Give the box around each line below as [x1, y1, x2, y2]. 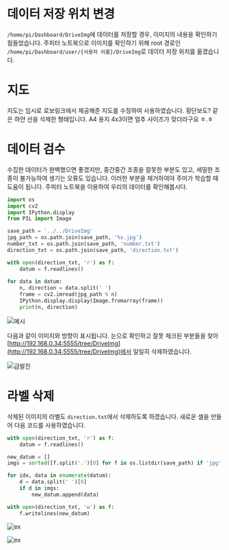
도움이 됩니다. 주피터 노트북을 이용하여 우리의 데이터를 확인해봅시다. [7, 182, 188, 190]
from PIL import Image [7, 215, 72, 223]
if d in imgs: [19, 485, 59, 492]
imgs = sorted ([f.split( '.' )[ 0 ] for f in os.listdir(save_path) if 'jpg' [7, 460, 222, 466]
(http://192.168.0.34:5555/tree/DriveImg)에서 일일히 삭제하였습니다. [7, 347, 192, 355]
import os [7, 196, 36, 203]
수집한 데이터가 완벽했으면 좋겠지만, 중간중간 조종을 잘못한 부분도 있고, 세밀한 [7, 165, 213, 173]
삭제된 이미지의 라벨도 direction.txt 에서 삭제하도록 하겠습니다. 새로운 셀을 [7, 412, 210, 421]
